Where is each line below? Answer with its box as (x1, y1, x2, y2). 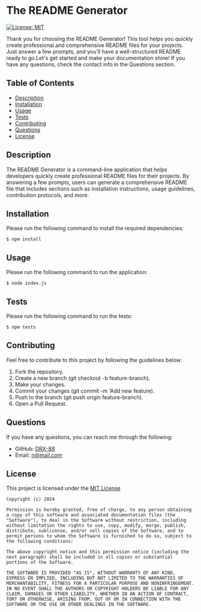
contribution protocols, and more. (6, 191, 89, 198)
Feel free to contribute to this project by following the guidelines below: (6, 356, 182, 364)
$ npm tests (6, 324, 36, 330)
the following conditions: (6, 539, 74, 545)
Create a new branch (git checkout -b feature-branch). (14, 374, 151, 382)
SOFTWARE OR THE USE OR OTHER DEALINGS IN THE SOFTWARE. (6, 602, 152, 608)
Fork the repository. (14, 368, 64, 375)
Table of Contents (6, 78, 75, 88)
